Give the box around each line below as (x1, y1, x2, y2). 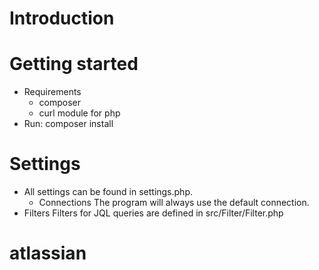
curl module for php (38, 107, 121, 119)
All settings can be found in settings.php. (23, 186, 194, 198)
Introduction (9, 7, 115, 30)
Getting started (9, 53, 139, 76)
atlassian (9, 242, 87, 265)
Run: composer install (23, 118, 114, 130)
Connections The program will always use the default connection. (38, 197, 310, 209)
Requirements (23, 86, 82, 98)
